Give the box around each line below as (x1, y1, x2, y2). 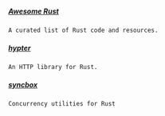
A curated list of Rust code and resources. (8, 26, 159, 34)
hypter (8, 43, 31, 52)
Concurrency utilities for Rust (8, 99, 116, 107)
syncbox (8, 79, 38, 89)
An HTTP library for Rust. (8, 63, 98, 71)
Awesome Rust (8, 6, 60, 16)
